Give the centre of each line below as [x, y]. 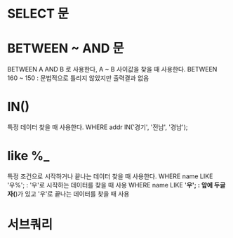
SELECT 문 [38, 14]
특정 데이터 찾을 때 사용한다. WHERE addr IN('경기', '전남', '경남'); [98, 127]
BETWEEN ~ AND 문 [66, 48]
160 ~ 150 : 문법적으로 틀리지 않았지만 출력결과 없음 [78, 78]
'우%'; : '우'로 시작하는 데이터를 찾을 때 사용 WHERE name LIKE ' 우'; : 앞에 [110, 185]
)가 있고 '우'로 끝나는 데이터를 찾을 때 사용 [72, 194]
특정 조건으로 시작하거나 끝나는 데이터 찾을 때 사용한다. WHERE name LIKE [110, 176]
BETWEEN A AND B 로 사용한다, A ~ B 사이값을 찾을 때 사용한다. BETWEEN [112, 70]
